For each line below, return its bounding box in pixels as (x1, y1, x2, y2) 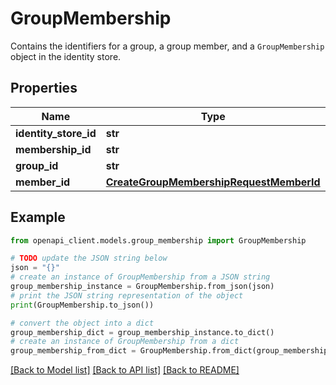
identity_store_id (15, 126, 97, 140)
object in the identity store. (10, 50, 122, 62)
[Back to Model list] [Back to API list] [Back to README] (10, 364, 240, 376)
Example (10, 209, 66, 226)
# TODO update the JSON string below (10, 253, 168, 264)
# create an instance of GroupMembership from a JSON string (10, 272, 271, 282)
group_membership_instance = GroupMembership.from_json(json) (10, 282, 275, 292)
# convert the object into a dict (10, 318, 155, 328)
